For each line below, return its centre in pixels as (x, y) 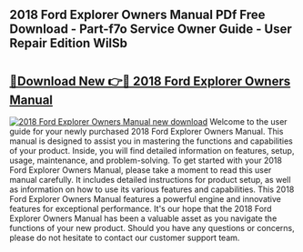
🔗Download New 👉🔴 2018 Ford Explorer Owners (150, 81)
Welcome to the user (248, 121)
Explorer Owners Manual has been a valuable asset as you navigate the (143, 218)
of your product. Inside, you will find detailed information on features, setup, (152, 151)
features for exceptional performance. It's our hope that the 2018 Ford (141, 209)
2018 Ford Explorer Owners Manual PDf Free (137, 15)
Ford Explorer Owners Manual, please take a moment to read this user (141, 170)
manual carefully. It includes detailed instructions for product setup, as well (150, 180)
